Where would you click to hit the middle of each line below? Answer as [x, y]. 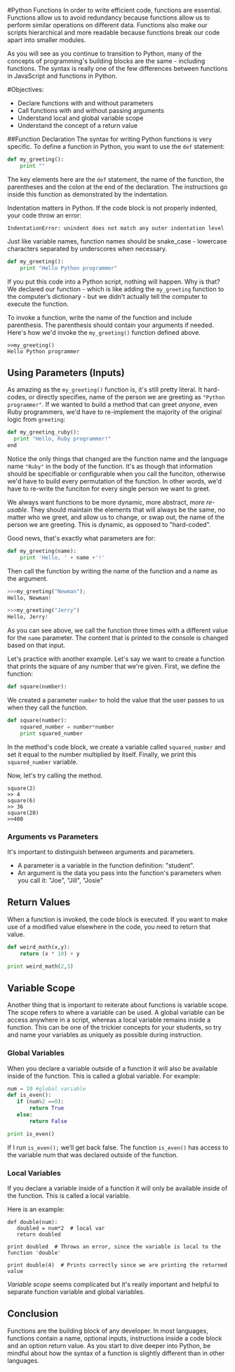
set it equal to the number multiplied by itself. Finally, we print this [102, 754]
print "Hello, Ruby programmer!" [62, 439]
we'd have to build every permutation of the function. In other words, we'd [115, 481]
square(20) [23, 813]
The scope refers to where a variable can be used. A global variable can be [116, 1013]
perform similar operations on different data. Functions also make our [108, 25]
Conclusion [33, 1314]
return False [48, 1121]
